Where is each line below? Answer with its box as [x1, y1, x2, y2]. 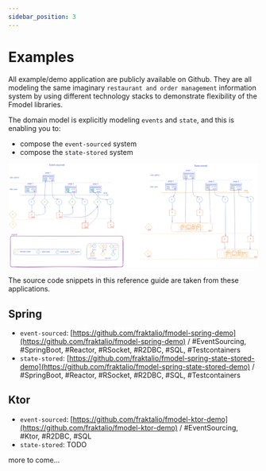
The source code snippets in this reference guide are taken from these [8, 276, 240, 285]
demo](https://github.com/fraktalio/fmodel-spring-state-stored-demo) [19, 362, 251, 372]
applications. [8, 284, 50, 294]
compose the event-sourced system [19, 139, 137, 149]
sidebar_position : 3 [8, 13, 77, 21]
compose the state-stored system [19, 147, 133, 156]
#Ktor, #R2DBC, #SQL [19, 431, 92, 441]
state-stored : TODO [19, 439, 87, 449]
